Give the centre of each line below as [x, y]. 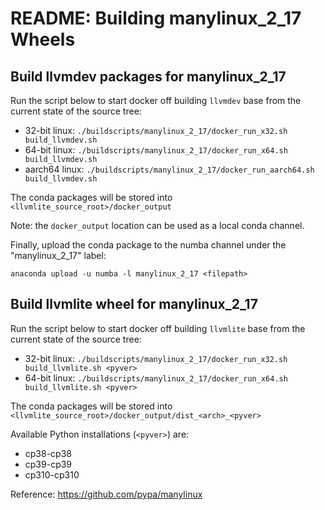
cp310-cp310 [52, 474]
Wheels [43, 39]
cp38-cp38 [48, 453]
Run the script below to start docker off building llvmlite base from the [158, 328]
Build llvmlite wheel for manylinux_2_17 [134, 304]
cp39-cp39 [48, 464]
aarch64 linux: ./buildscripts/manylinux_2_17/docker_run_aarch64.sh [169, 169]
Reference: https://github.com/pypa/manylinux [106, 494]
